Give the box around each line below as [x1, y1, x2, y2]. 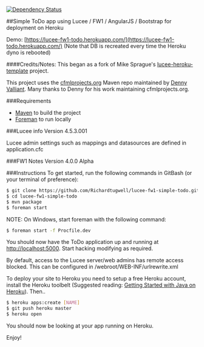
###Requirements [6, 98, 52, 104]
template [6, 67, 29, 74]
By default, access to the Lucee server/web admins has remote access [6, 257, 184, 264]
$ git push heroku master [6, 306, 72, 312]
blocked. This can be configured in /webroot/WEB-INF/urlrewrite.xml [6, 263, 178, 271]
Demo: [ [6, 36, 27, 43]
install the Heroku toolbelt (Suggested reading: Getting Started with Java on [6, 281, 196, 289]
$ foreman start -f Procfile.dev [6, 227, 91, 234]
